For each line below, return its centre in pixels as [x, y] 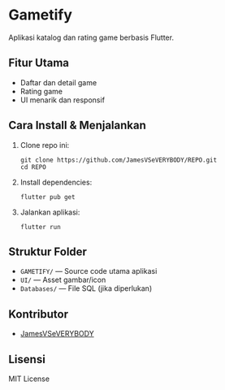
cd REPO [33, 167]
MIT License [29, 379]
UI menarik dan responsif [63, 100]
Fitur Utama [39, 63]
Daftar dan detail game [58, 82]
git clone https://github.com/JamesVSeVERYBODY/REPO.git [119, 160]
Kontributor [39, 314]
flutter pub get [48, 197]
